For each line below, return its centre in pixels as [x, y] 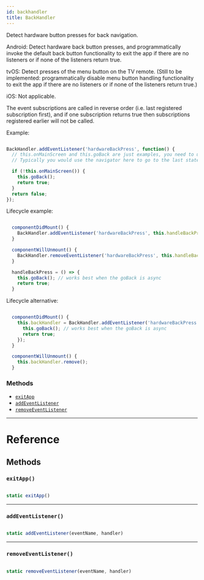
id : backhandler [27, 12]
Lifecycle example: [30, 211]
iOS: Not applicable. [31, 96]
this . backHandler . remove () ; [53, 362]
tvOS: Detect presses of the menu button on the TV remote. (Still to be [94, 71]
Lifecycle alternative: [32, 301]
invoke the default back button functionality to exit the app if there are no [98, 53]
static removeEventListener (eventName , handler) [69, 571]
